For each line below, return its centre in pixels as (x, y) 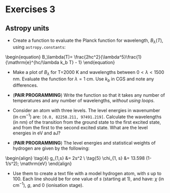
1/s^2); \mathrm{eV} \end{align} (39, 163)
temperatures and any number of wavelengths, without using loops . (84, 101)
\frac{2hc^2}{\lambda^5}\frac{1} (108, 57)
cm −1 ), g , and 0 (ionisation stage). (48, 185)
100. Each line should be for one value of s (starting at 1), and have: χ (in (88, 179)
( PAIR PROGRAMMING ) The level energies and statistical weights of (84, 143)
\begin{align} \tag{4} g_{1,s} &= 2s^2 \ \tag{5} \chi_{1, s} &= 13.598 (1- (78, 158)
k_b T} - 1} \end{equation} (88, 62)
